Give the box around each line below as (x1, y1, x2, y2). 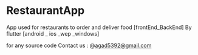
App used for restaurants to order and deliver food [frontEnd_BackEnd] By (6, 24, 193, 31)
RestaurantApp (6, 4, 85, 18)
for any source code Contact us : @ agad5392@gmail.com (6, 42, 152, 49)
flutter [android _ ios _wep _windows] (6, 30, 100, 37)
